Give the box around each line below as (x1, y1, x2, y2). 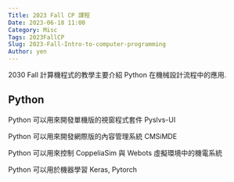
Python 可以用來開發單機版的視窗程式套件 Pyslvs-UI (8, 115, 176, 124)
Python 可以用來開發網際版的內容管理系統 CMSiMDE (8, 131, 178, 141)
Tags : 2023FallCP (8, 33, 65, 41)
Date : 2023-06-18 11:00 (8, 19, 86, 27)
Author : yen (8, 48, 47, 55)
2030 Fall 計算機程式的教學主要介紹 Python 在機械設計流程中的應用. (8, 70, 227, 79)
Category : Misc (8, 26, 58, 34)
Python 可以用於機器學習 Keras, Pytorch (8, 165, 138, 174)
